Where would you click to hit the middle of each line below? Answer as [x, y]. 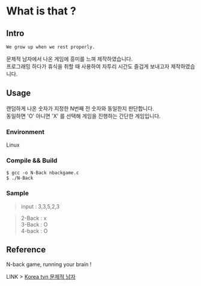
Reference [26, 250]
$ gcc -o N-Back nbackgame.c [43, 173]
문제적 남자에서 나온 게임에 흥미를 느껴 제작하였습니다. [70, 59]
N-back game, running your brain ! [49, 264]
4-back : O [34, 231]
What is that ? [41, 11]
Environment [25, 132]
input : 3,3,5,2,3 [40, 206]
